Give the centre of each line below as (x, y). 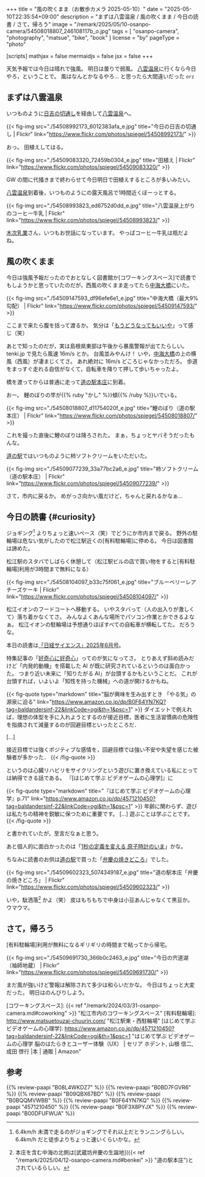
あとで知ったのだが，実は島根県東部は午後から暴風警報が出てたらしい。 (97, 346)
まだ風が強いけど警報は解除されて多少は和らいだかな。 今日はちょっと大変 (101, 985)
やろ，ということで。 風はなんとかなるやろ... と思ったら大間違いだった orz (100, 76)
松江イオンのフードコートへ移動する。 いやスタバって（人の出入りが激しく (101, 609)
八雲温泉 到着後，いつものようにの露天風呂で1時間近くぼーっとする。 (93, 192)
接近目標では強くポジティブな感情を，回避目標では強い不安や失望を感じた (100, 750)
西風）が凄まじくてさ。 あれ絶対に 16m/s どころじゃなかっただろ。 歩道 (107, 361)
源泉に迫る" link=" (29, 702)
